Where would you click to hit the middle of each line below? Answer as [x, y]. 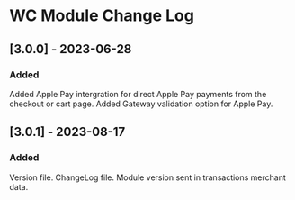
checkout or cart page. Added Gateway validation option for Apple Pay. [141, 104]
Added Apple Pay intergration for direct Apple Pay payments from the [138, 94]
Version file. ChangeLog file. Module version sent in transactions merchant [147, 177]
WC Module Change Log [102, 16]
